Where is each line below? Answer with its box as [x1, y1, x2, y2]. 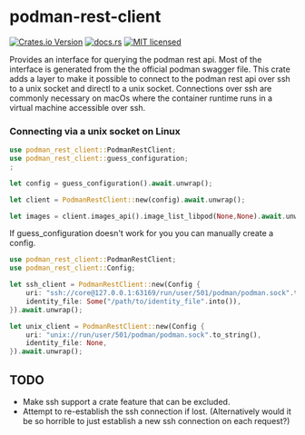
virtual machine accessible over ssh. [9, 102, 146, 113]
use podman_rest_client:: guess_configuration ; [9, 154, 189, 163]
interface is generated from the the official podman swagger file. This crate [9, 64, 290, 74]
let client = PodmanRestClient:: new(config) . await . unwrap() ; [9, 195, 246, 204]
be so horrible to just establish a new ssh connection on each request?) [22, 416, 290, 427]
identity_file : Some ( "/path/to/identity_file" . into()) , [25, 297, 242, 306]
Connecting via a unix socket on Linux [9, 124, 182, 137]
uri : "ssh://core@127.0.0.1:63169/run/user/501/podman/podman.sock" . [25, 289, 295, 298]
